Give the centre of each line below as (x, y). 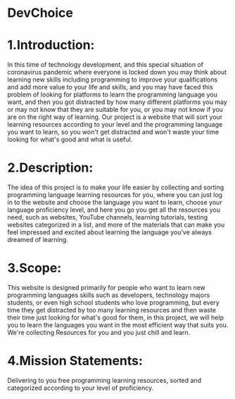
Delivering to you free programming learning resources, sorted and (104, 380)
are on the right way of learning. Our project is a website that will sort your (115, 117)
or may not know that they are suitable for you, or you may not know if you (115, 110)
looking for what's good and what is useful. (70, 139)
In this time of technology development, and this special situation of (106, 65)
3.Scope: (34, 268)
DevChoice (40, 13)
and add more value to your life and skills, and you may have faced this (110, 87)
